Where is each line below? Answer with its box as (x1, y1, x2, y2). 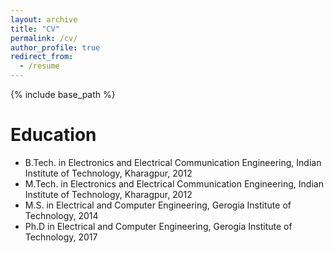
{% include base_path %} (10, 89, 116, 100)
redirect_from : (10, 52, 74, 62)
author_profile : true (10, 42, 101, 53)
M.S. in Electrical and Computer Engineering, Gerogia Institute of (24, 199, 292, 211)
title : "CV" (10, 24, 60, 34)
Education (10, 124, 97, 146)
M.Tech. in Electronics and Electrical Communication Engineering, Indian (24, 177, 324, 190)
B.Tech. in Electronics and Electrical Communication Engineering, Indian (24, 156, 322, 168)
